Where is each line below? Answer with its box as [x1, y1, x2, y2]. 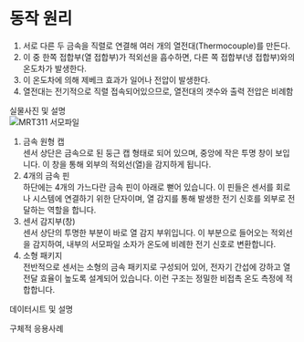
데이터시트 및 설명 [9, 303, 73, 315]
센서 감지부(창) [22, 215, 76, 226]
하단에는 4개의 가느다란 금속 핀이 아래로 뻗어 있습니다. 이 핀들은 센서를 [22, 181, 274, 192]
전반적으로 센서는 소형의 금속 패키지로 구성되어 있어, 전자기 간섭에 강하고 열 [22, 261, 291, 272]
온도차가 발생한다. [22, 63, 87, 74]
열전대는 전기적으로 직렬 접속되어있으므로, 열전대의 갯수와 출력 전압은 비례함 [22, 86, 294, 97]
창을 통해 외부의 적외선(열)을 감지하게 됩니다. [51, 159, 212, 170]
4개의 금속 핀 [22, 170, 70, 181]
